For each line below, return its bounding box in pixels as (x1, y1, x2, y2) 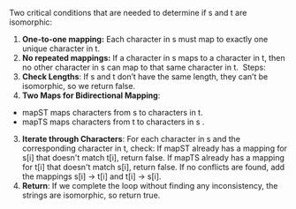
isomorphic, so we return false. (21, 81, 135, 91)
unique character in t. (21, 43, 100, 54)
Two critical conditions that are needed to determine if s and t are (9, 8, 247, 18)
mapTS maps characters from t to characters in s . (21, 116, 205, 127)
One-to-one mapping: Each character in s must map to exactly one (21, 34, 269, 44)
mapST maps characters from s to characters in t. (21, 108, 203, 117)
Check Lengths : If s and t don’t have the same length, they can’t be (21, 71, 269, 82)
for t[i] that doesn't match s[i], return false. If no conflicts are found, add (21, 162, 285, 172)
